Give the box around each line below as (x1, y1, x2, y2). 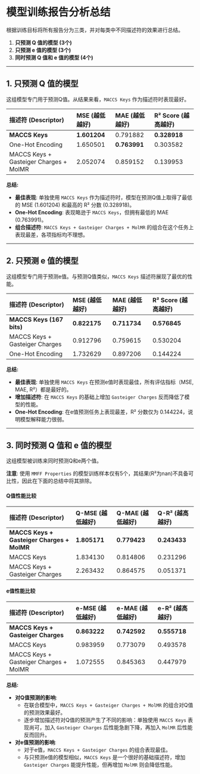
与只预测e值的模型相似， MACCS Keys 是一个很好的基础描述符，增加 (23, 753, 186, 761)
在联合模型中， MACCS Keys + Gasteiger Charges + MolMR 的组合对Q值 (23, 701, 193, 708)
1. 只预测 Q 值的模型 (6, 79, 79, 89)
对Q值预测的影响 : (14, 693, 58, 701)
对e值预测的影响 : (14, 738, 57, 746)
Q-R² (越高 (157, 508, 189, 517)
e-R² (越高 (157, 604, 188, 612)
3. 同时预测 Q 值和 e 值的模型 (6, 440, 112, 451)
